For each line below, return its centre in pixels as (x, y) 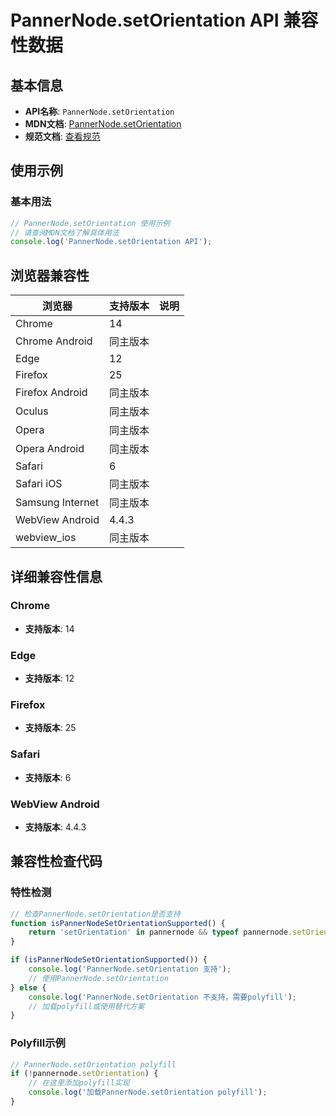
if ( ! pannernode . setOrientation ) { (84, 1074)
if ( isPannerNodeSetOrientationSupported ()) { (109, 960)
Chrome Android (54, 341)
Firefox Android (51, 393)
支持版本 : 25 (50, 728)
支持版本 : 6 (48, 777)
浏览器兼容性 (50, 275)
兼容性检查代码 (56, 861)
